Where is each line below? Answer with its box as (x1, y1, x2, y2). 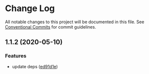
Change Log (5, 3, 55, 14)
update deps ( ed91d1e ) (12, 63, 58, 69)
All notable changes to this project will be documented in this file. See (5, 19, 145, 25)
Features (5, 53, 27, 59)
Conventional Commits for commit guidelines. (5, 24, 96, 30)
